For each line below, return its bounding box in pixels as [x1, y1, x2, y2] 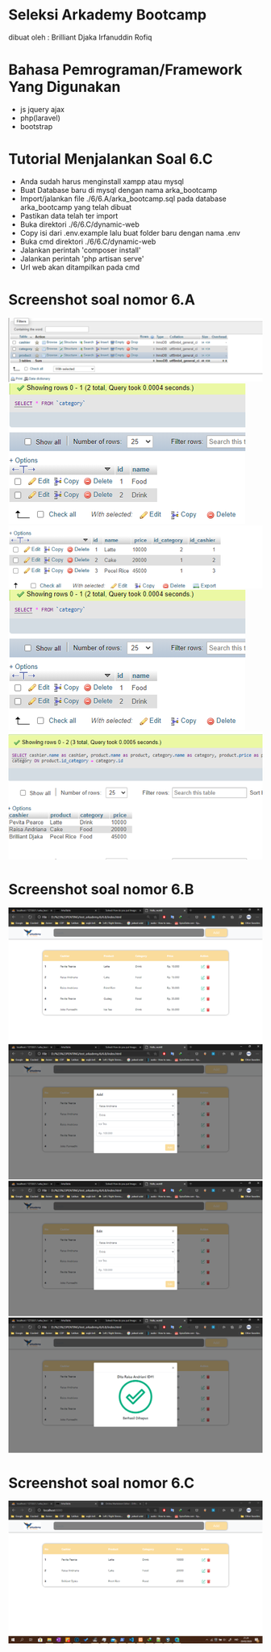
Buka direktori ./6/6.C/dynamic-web [19, 220, 140, 229]
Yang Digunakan [8, 78, 121, 96]
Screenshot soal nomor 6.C [8, 1474, 195, 1492]
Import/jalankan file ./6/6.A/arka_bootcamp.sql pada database [19, 194, 227, 203]
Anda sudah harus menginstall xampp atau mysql [19, 176, 184, 186]
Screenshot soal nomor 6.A [8, 291, 196, 308]
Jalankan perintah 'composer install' [19, 245, 141, 255]
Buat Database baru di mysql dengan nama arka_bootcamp [19, 185, 218, 194]
